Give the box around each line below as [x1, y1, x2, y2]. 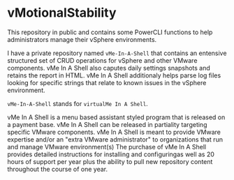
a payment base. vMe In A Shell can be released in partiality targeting [7, 120, 207, 128]
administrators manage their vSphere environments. [7, 35, 157, 43]
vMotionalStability [7, 5, 117, 21]
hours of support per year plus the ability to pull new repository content [7, 157, 213, 165]
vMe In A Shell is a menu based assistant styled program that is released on [7, 113, 226, 121]
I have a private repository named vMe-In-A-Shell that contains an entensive [7, 49, 227, 57]
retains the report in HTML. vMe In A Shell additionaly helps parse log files [7, 71, 221, 80]
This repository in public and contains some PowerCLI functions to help [7, 28, 213, 36]
